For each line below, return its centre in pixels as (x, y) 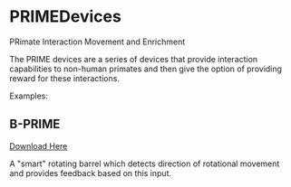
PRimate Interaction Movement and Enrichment (97, 42)
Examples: (29, 96)
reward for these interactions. (65, 78)
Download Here (39, 145)
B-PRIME (35, 124)
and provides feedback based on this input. (91, 173)
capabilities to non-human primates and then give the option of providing (146, 69)
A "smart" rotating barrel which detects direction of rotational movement (145, 164)
